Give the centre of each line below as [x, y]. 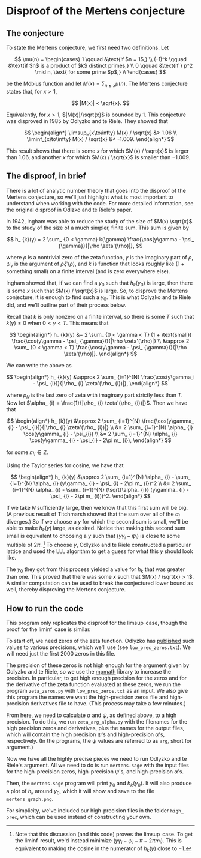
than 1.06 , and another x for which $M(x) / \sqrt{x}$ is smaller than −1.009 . [98, 157]
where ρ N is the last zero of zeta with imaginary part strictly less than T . [95, 396]
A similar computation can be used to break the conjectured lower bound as [100, 583]
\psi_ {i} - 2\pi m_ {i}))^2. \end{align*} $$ [100, 496]
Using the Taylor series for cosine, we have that [65, 465]
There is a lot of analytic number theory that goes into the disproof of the [96, 190]
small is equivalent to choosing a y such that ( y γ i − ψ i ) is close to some [93, 537]
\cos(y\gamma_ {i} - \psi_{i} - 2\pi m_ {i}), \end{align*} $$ [100, 440]
